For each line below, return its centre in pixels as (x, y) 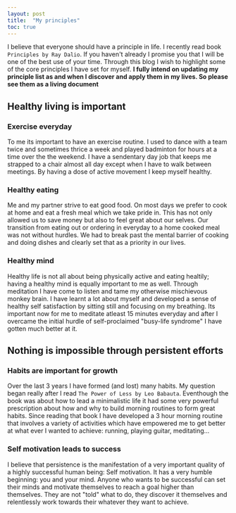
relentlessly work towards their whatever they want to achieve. (98, 502)
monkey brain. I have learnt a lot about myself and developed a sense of (112, 298)
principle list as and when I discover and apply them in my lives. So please (118, 77)
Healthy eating (33, 189)
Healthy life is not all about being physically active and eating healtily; (108, 276)
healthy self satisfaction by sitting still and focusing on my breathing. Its (111, 306)
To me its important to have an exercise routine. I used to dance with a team (117, 142)
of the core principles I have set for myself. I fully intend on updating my (113, 69)
